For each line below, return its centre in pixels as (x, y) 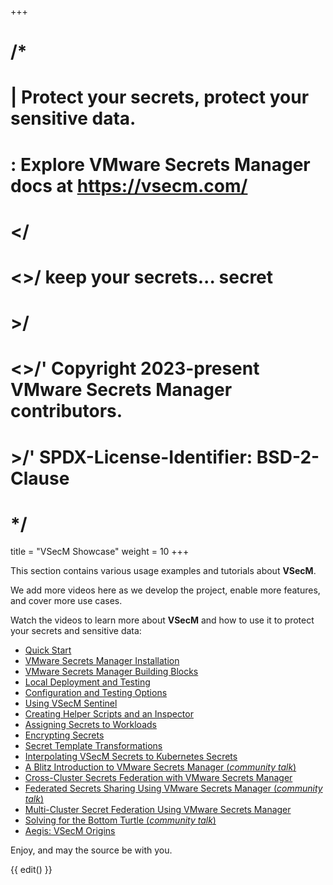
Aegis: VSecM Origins (70, 831)
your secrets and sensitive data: (76, 631)
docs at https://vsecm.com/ (129, 185)
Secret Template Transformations (93, 746)
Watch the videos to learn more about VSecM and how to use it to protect (162, 620)
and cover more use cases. (66, 601)
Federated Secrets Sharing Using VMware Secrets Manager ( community (173, 788)
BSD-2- (288, 457)
